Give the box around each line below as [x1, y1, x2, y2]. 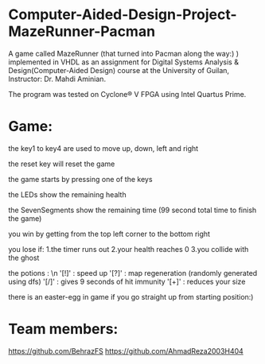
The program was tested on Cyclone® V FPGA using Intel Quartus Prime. [8, 89, 247, 99]
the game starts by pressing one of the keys [8, 174, 153, 184]
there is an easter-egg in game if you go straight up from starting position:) [8, 292, 254, 301]
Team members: [8, 320, 119, 339]
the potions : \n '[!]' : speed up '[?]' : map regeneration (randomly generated [8, 268, 258, 277]
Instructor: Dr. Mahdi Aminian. [8, 74, 106, 83]
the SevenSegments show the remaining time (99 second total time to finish [8, 205, 257, 215]
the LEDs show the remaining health [8, 189, 127, 199]
